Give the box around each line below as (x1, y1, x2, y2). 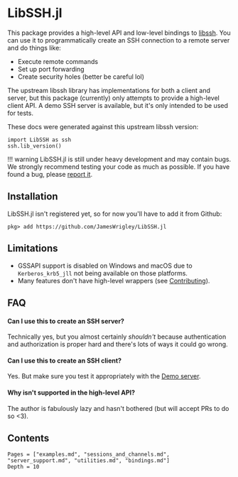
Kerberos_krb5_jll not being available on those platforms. (17, 268, 188, 278)
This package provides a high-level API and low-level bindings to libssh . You (7, 28, 231, 37)
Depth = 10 (7, 464, 40, 471)
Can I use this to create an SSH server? (7, 317, 124, 325)
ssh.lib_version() (7, 142, 62, 150)
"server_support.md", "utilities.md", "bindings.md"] (7, 457, 171, 464)
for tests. (7, 109, 34, 117)
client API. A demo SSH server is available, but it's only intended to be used (7, 101, 229, 109)
